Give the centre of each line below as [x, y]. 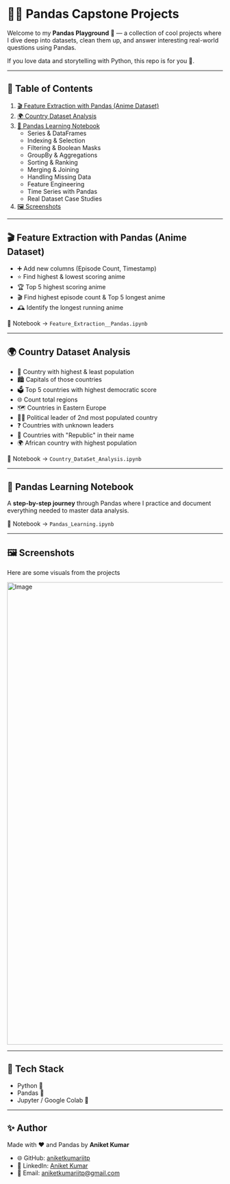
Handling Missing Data [59, 177]
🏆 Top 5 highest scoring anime [61, 286]
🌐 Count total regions [47, 399]
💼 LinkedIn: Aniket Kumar [52, 1165]
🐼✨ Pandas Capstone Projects [93, 14]
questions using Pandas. [42, 47]
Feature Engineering [56, 184]
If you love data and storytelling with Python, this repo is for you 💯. [101, 60]
